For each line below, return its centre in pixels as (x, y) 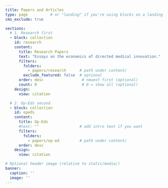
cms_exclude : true (24, 19)
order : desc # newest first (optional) (78, 80)
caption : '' (22, 173)
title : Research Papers (44, 52)
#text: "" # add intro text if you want (80, 127)
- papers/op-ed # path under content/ (77, 141)
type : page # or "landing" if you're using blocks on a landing (84, 15)
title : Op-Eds (33, 122)
